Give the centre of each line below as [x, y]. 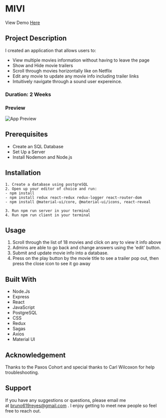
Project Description [36, 38]
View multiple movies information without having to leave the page [81, 60]
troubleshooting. [22, 372]
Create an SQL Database [38, 146]
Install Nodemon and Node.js [42, 157]
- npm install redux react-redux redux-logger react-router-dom [73, 197]
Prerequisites [26, 134]
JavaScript [23, 307]
